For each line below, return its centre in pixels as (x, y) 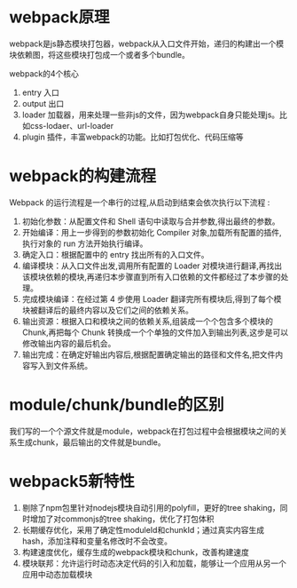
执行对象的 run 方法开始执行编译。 (85, 243)
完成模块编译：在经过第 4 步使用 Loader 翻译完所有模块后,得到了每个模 (152, 298)
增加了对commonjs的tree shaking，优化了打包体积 (122, 519)
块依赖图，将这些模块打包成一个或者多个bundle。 (100, 54)
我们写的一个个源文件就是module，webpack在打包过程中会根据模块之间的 (145, 431)
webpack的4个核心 (44, 73)
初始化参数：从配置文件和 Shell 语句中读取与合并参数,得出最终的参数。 (151, 221)
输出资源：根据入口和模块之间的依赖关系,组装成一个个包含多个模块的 (147, 321)
